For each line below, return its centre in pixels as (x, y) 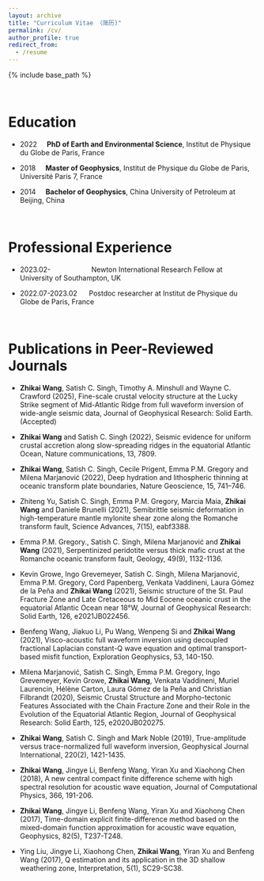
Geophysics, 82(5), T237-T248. (71, 836)
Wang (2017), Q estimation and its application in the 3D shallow (122, 860)
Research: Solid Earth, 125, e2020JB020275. (92, 723)
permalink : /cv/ (35, 30)
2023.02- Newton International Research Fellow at (121, 269)
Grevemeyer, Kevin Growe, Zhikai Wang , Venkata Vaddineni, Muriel (129, 680)
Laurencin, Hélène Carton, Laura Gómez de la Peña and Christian (126, 688)
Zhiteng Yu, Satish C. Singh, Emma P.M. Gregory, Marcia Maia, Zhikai (133, 501)
